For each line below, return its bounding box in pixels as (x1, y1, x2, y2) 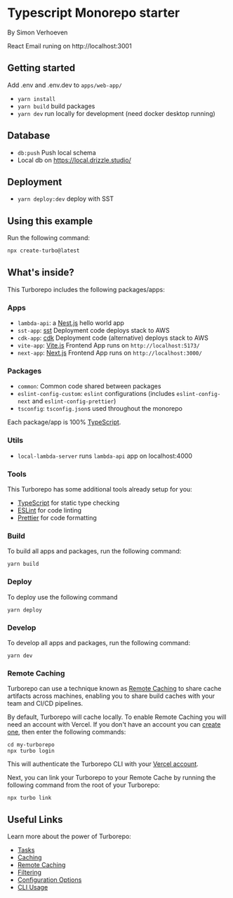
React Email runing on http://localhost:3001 (7, 41, 132, 50)
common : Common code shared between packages (17, 382, 161, 390)
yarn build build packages (17, 102, 95, 110)
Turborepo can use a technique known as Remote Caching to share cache (7, 685, 222, 693)
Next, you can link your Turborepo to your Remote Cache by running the (7, 774, 216, 782)
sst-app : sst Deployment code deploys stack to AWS (17, 326, 170, 335)
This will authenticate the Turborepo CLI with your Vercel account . (7, 760, 199, 768)
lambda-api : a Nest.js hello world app (17, 319, 125, 327)
